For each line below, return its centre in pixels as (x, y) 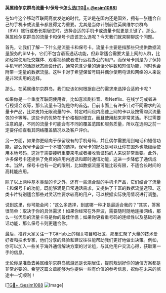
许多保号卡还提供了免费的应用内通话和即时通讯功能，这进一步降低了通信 (79, 159)
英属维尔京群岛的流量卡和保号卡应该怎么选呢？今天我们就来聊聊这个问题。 (81, 37)
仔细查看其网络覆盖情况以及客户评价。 (53, 130)
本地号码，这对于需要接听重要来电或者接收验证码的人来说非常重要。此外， (85, 153)
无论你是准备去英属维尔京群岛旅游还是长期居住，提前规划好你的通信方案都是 (83, 263)
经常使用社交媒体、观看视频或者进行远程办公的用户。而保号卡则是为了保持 (85, 60)
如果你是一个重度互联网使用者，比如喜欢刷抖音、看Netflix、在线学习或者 (79, 99)
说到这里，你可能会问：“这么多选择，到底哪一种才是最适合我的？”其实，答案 (83, 205)
